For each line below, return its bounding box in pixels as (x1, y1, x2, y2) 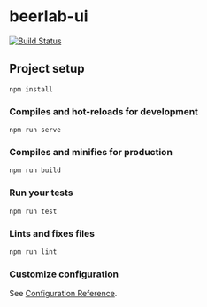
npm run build (9, 166, 62, 175)
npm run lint (9, 247, 57, 256)
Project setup (9, 61, 86, 76)
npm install (9, 84, 53, 94)
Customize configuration (9, 268, 119, 280)
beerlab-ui (9, 6, 88, 27)
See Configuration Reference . (9, 288, 118, 299)
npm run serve (9, 126, 62, 135)
